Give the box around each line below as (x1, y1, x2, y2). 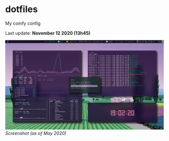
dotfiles (5, 4, 38, 15)
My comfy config (5, 20, 41, 26)
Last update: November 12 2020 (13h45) (5, 30, 91, 36)
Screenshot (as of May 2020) (5, 130, 67, 136)
